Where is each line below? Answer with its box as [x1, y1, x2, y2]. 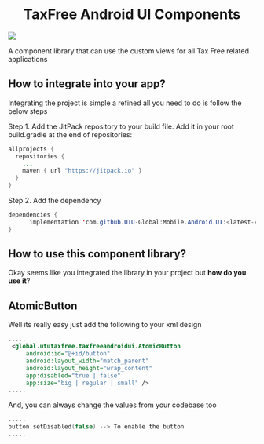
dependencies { [8, 211, 58, 219]
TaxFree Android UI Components [23, 5, 241, 24]
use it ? [8, 276, 31, 286]
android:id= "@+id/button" [25, 350, 111, 358]
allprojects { [8, 145, 55, 153]
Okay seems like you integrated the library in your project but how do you [8, 268, 247, 278]
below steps [8, 106, 48, 115]
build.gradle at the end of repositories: [8, 129, 132, 139]
